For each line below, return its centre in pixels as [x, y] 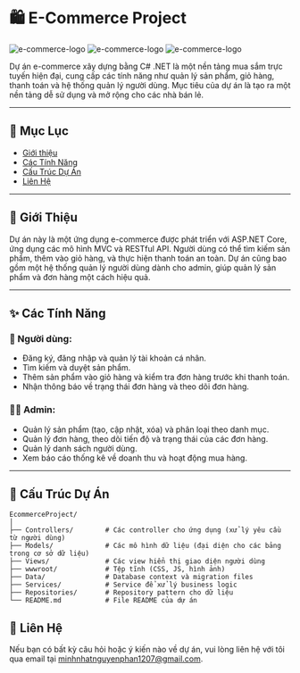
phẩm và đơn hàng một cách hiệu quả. [80, 277]
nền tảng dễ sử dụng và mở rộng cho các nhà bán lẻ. [106, 95]
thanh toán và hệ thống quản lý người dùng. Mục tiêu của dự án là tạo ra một [150, 85]
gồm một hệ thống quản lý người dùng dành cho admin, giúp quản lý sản [143, 267]
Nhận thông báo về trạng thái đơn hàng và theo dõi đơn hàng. [136, 386]
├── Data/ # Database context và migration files [131, 577]
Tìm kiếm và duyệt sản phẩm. [76, 368]
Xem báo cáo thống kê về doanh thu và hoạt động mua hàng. [135, 458]
